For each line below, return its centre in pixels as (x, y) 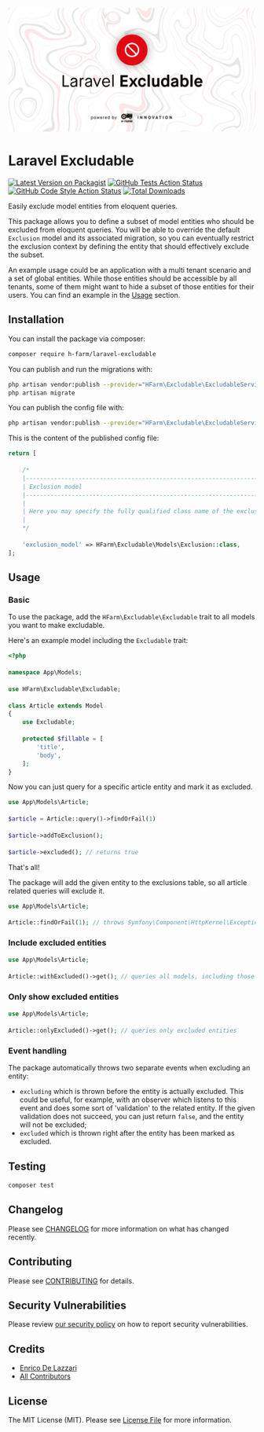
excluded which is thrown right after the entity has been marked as (127, 1133)
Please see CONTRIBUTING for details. (71, 1280)
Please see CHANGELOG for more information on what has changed (119, 1228)
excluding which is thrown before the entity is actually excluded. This (132, 1092)
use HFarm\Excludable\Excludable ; (65, 689)
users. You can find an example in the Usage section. (94, 295)
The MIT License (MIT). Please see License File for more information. (120, 1420)
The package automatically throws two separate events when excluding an (129, 1068)
